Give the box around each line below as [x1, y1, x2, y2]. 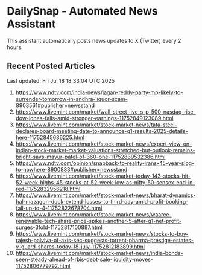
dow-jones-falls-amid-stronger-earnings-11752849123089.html [15, 114, 174, 121]
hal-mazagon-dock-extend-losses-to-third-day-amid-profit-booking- [15, 198, 189, 205]
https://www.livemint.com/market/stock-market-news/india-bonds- [15, 249, 183, 256]
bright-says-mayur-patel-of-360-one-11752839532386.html [15, 153, 166, 160]
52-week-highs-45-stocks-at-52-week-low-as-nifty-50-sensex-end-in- [15, 178, 195, 186]
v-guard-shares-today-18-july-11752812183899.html [15, 243, 145, 250]
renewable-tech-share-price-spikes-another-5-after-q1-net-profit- [15, 217, 182, 224]
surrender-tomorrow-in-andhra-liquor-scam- [15, 95, 128, 102]
